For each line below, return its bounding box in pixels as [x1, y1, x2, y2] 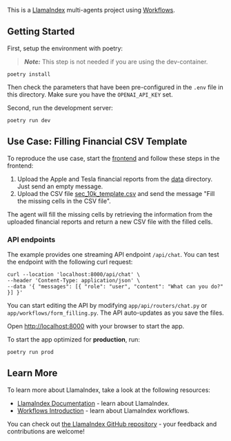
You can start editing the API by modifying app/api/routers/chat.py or [7, 301, 208, 309]
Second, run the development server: [7, 104, 113, 112]
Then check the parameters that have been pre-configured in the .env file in [7, 83, 223, 91]
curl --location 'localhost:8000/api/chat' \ [7, 271, 140, 278]
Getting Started [7, 26, 75, 37]
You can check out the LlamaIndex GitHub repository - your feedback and [7, 420, 217, 428]
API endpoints [7, 235, 56, 244]
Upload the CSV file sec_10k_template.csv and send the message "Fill [17, 189, 215, 197]
